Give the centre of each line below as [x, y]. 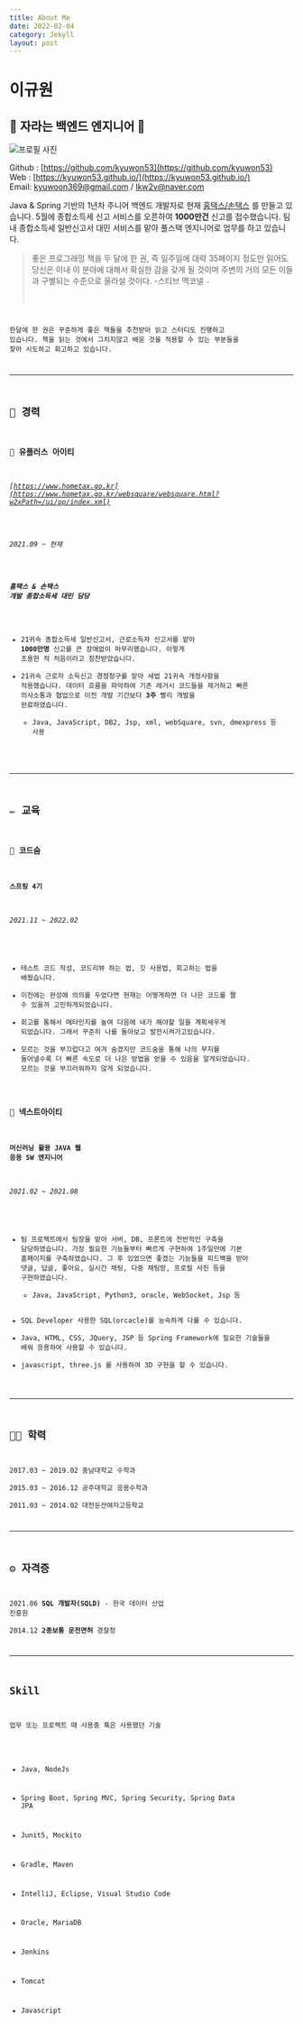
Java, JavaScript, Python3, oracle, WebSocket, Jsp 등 [136, 1295]
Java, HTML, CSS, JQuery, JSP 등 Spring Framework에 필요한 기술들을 [146, 1338]
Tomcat [33, 1982]
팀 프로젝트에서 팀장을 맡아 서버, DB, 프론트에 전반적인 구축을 [122, 1239]
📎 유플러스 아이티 [42, 452]
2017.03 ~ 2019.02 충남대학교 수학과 [73, 1471]
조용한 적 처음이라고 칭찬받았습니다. [78, 659]
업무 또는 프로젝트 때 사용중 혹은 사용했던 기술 [85, 1725]
